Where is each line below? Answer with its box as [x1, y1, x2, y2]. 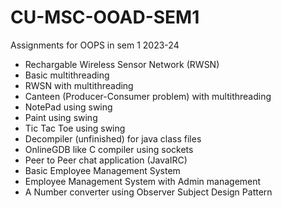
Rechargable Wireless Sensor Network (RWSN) [24, 58, 220, 70]
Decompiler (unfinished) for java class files [24, 132, 202, 145]
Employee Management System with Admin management [24, 175, 262, 187]
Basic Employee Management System [24, 164, 181, 176]
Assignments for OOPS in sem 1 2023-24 [10, 39, 180, 51]
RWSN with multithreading [24, 79, 134, 91]
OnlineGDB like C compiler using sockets [24, 143, 194, 155]
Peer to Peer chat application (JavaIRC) [24, 154, 188, 166]
